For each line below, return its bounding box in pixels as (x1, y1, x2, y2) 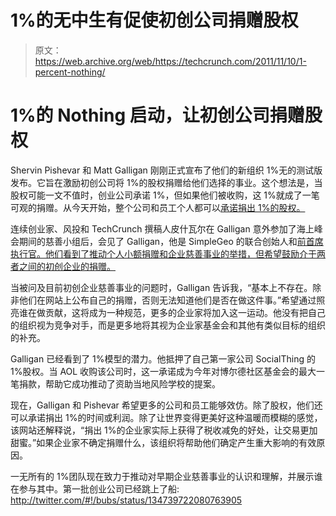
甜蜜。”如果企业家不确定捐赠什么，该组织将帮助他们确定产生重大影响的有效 (10, 436, 317, 448)
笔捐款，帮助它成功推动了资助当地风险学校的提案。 (10, 377, 221, 390)
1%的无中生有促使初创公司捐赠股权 (10, 9, 299, 32)
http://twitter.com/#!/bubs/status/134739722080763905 (10, 494, 243, 506)
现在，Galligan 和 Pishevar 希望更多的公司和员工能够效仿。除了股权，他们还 (10, 399, 323, 411)
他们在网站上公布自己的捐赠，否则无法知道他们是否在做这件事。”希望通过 (18, 294, 317, 306)
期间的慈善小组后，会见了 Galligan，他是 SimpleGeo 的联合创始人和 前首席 (18, 235, 324, 247)
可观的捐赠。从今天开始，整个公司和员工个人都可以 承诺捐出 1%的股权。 (10, 201, 306, 213)
